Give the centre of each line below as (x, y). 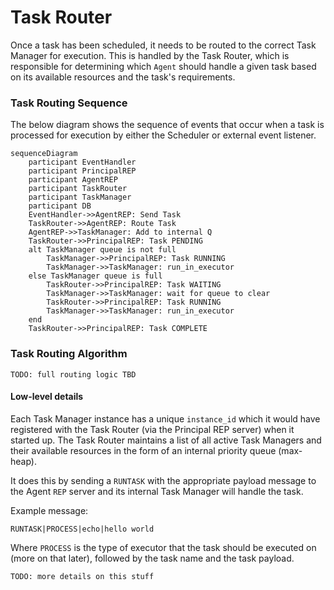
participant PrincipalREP (82, 171)
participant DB (60, 206)
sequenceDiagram (44, 154)
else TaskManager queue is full (95, 276)
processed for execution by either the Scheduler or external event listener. (163, 135)
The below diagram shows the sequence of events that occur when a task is (167, 125)
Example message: (49, 510)
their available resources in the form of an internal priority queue (143, 450)
